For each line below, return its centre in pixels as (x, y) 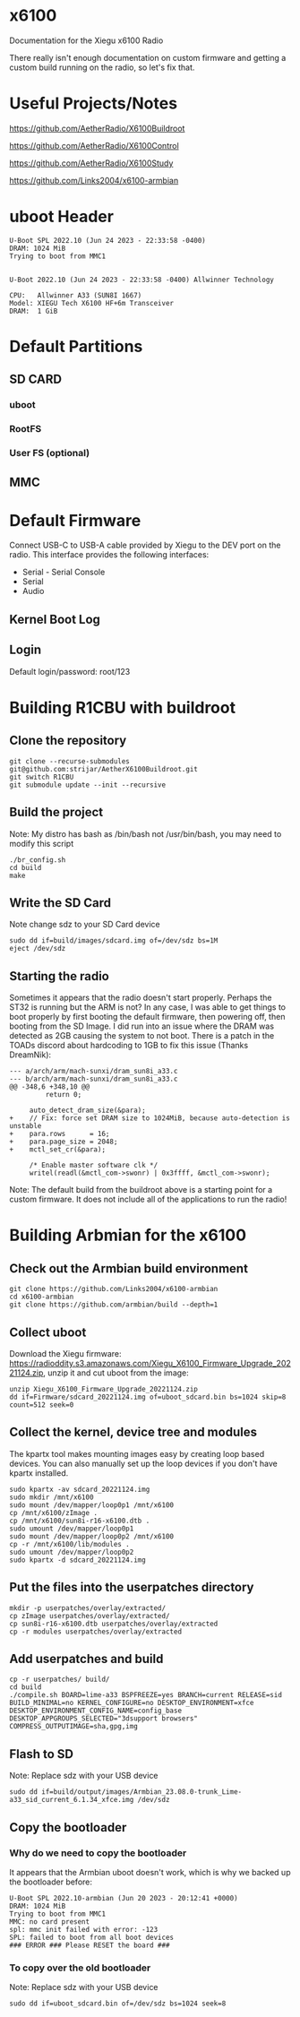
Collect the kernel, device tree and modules (133, 1432)
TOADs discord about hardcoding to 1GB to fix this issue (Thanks (129, 1046)
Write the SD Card (60, 903)
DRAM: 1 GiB (34, 311)
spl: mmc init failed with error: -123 (84, 1929)
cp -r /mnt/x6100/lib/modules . (69, 1544)
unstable (26, 1126)
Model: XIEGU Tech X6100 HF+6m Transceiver (92, 303)
